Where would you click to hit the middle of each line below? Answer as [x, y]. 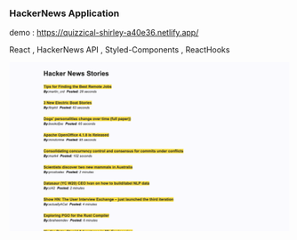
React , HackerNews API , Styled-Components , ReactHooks [120, 50]
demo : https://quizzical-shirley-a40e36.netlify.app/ [104, 33]
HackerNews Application [64, 13]
